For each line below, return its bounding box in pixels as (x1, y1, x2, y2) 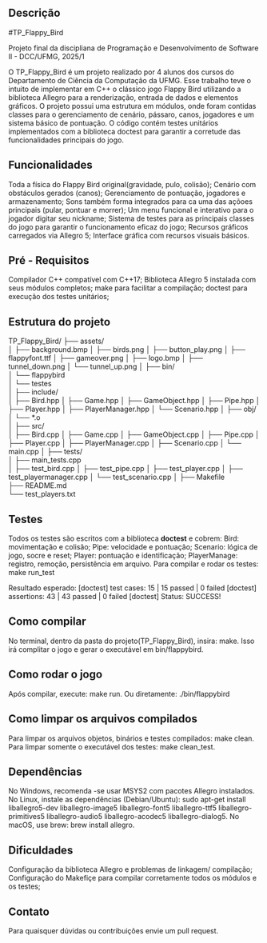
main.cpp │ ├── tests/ (8, 447, 83, 457)
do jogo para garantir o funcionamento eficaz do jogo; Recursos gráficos (8, 222, 249, 231)
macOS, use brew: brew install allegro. (8, 820, 135, 830)
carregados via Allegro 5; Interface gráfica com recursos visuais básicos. (8, 230, 249, 240)
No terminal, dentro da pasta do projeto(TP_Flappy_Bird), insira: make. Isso (8, 636, 255, 645)
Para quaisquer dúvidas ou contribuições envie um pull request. (8, 925, 219, 935)
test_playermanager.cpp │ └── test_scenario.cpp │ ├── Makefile (8, 472, 225, 482)
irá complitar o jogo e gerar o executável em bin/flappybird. (8, 644, 204, 654)
